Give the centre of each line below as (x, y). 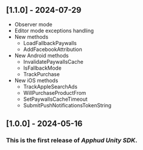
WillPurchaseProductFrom (55, 93)
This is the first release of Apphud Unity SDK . (72, 141)
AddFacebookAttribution (53, 49)
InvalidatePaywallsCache (53, 62)
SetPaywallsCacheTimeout (55, 99)
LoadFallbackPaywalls (50, 43)
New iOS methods (36, 80)
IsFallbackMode (42, 68)
